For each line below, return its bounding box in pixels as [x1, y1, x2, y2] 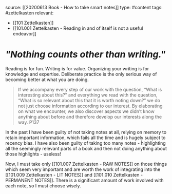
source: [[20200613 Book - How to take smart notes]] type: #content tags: [5, 5, 163, 10]
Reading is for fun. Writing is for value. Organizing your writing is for [5, 65, 149, 71]
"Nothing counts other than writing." [5, 49, 166, 61]
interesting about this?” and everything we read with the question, [17, 92, 158, 98]
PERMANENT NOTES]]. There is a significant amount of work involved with [5, 177, 164, 183]
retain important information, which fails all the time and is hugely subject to [5, 134, 166, 141]
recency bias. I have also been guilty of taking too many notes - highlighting [5, 140, 166, 146]
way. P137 [17, 119, 40, 125]
